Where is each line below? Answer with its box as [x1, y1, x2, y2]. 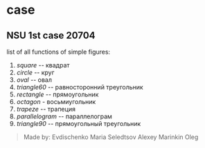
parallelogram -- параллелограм [16, 112, 112, 120]
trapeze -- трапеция [16, 105, 75, 113]
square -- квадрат [16, 61, 70, 69]
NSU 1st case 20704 [6, 30, 96, 41]
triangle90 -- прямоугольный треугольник [16, 120, 141, 127]
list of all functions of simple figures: [6, 47, 111, 56]
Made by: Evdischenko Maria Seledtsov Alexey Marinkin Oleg [23, 133, 199, 141]
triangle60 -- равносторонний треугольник [16, 83, 143, 91]
